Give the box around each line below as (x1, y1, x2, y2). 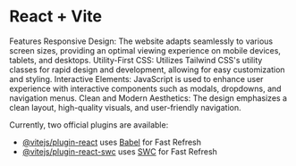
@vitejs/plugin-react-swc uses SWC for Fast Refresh (21, 145, 217, 157)
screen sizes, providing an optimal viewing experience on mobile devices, (9, 45, 282, 55)
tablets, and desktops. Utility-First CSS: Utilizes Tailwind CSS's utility (9, 54, 263, 65)
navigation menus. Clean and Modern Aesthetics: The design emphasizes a (9, 92, 288, 104)
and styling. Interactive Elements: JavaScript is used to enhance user (9, 73, 264, 84)
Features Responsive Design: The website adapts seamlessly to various (9, 36, 274, 46)
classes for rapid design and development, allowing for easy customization (9, 64, 285, 75)
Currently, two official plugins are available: (9, 119, 169, 130)
